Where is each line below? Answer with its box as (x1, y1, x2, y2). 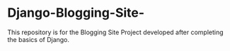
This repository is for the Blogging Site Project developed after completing (7, 28, 224, 36)
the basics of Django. (7, 35, 69, 43)
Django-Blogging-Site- (7, 5, 145, 21)
